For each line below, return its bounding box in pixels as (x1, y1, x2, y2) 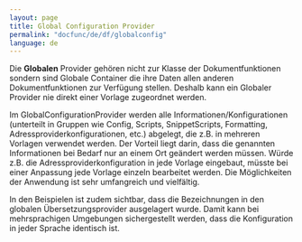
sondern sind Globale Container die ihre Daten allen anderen (9, 73, 234, 84)
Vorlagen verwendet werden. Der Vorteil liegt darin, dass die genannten (9, 138, 276, 149)
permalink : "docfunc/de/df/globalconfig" (9, 30, 168, 39)
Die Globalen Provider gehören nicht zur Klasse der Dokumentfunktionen (9, 63, 281, 74)
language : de (9, 38, 59, 48)
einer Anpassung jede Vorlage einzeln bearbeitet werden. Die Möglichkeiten (9, 167, 292, 178)
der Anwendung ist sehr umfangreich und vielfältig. (9, 177, 200, 188)
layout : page (9, 13, 59, 23)
